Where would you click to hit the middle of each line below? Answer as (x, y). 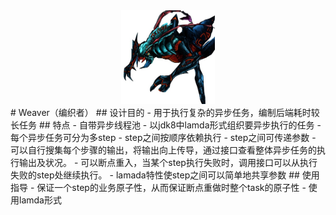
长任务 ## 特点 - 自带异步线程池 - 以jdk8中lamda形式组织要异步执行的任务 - (166, 125)
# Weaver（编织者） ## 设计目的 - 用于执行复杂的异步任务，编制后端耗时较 (165, 112)
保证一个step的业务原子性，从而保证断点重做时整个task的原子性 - (171, 187)
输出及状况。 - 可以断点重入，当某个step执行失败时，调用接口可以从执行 (168, 162)
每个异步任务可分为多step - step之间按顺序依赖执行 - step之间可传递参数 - (163, 137)
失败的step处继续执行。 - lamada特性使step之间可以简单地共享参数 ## (155, 175)
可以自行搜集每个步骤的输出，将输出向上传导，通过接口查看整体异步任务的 (163, 150)
